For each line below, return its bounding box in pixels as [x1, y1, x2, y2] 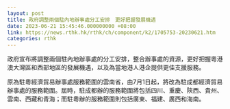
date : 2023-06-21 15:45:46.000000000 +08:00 [7, 22, 136, 29]
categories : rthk [7, 35, 57, 42]
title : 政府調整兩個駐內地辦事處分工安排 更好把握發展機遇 [7, 16, 156, 23]
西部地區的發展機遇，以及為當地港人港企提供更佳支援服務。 [36, 63, 205, 72]
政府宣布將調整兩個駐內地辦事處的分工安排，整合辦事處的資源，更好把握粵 [7, 55, 217, 63]
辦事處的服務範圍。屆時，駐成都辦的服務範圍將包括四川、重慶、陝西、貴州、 [7, 87, 223, 95]
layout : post [7, 10, 44, 17]
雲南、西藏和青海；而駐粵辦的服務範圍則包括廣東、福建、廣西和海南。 [7, 95, 205, 103]
